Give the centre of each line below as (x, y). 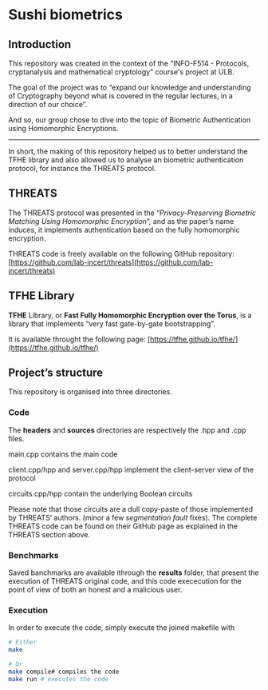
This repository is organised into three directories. (91, 392)
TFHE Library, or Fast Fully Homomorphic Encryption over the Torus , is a (130, 315)
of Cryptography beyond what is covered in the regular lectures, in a (120, 96)
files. (16, 438)
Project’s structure (56, 373)
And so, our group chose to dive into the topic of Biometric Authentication (130, 120)
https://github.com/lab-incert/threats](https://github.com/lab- (112, 262)
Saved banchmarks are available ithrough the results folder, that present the (134, 572)
